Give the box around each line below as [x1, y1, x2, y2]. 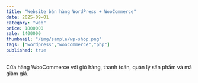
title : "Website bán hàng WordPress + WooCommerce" [6, 8, 136, 15]
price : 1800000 [6, 25, 44, 31]
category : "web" [6, 20, 46, 25]
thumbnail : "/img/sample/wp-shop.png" [6, 36, 102, 42]
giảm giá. [6, 69, 28, 77]
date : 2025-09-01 [6, 14, 49, 20]
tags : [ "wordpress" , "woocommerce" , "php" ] [6, 42, 110, 48]
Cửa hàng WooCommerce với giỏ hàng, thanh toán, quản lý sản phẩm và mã [6, 63, 193, 71]
